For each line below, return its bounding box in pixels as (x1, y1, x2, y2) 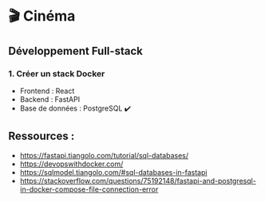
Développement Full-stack (8, 44, 144, 57)
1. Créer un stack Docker (8, 68, 105, 79)
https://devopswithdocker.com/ (19, 159, 124, 169)
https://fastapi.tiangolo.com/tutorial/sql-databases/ (19, 150, 189, 160)
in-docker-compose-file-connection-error (19, 185, 159, 194)
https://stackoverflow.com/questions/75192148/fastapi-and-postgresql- (19, 176, 257, 185)
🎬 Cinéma (8, 7, 76, 25)
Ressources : (8, 130, 75, 143)
